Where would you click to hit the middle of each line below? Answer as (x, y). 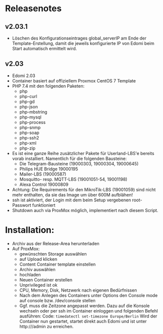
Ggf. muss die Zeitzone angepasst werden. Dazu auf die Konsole (84, 306)
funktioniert (44, 205)
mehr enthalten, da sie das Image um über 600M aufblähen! (72, 195)
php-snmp (30, 127)
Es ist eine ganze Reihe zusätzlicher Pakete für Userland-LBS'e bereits (83, 153)
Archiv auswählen (37, 269)
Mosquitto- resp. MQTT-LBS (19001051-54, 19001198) (73, 179)
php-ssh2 (29, 138)
